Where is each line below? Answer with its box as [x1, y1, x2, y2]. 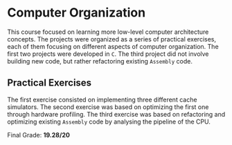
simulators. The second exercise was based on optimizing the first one [7, 102, 209, 111]
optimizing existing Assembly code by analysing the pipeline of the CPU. [7, 117, 211, 126]
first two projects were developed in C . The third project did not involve [7, 50, 209, 58]
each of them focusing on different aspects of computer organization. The [7, 42, 220, 50]
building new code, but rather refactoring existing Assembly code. [7, 57, 193, 65]
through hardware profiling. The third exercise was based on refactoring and [7, 110, 226, 118]
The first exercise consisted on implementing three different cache [7, 95, 197, 104]
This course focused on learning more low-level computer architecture [7, 28, 209, 36]
